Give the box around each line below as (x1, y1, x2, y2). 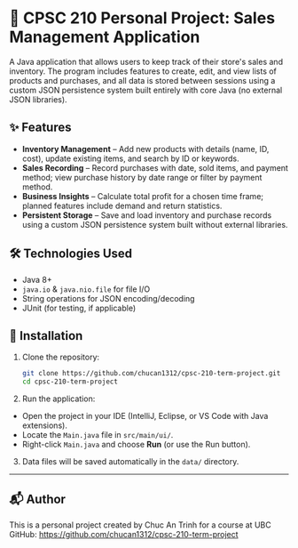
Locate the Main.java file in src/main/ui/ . (21, 430, 174, 440)
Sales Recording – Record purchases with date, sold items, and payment (21, 162, 288, 173)
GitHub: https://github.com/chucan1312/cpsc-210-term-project (9, 528, 239, 539)
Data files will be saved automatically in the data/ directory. (21, 456, 239, 467)
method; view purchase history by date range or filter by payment (21, 172, 263, 182)
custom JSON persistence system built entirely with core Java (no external (9, 85, 283, 95)
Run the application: (21, 393, 96, 404)
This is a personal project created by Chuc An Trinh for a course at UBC (9, 520, 272, 530)
